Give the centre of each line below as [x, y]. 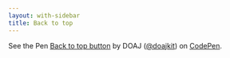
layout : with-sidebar [44, 15]
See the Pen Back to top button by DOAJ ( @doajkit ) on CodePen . [115, 45]
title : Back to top [41, 23]
